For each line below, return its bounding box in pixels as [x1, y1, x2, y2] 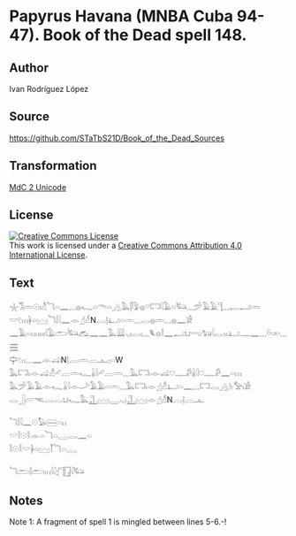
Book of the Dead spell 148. [42, 25, 247, 45]
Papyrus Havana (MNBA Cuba [9, 6, 234, 27]
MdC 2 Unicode [9, 181, 67, 192]
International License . [9, 249, 88, 260]
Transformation [9, 158, 97, 173]
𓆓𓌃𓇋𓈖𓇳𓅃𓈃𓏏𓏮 [9, 417, 67, 428]
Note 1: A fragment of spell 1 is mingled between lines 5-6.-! [9, 517, 227, 527]
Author [9, 60, 49, 75]
